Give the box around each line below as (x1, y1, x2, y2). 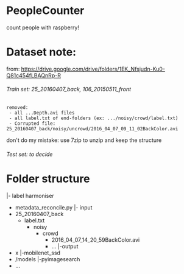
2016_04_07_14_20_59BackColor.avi (51, 236, 140, 244)
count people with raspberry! (6, 24, 79, 31)
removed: (6, 105, 29, 111)
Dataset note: (6, 45, 76, 59)
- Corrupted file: (9, 121, 56, 127)
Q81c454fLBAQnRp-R (6, 71, 61, 79)
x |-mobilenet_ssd (15, 249, 61, 256)
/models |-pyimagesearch (15, 255, 80, 262)
